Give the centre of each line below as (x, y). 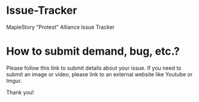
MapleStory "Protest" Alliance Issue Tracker (61, 27)
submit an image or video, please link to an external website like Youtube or (99, 74)
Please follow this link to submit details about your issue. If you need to (94, 68)
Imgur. (14, 80)
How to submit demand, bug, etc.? (93, 51)
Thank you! (20, 92)
